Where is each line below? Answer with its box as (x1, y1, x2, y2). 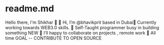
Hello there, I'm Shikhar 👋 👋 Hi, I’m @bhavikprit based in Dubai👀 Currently (5, 19, 157, 25)
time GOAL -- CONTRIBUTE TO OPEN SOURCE (5, 35, 102, 41)
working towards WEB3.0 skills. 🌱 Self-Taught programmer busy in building (5, 24, 160, 30)
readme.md (5, 3, 54, 14)
